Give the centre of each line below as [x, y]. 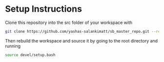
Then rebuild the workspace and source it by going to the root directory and [81, 41]
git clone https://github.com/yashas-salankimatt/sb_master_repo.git [77, 31]
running [13, 46]
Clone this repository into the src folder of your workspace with [69, 22]
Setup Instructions [43, 9]
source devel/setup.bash [30, 55]
